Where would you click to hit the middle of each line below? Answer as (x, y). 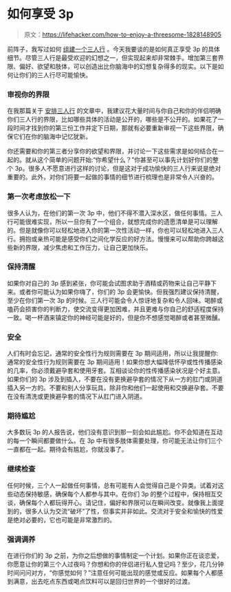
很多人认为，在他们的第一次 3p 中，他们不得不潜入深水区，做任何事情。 (109, 213)
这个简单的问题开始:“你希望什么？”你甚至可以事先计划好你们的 (125, 160)
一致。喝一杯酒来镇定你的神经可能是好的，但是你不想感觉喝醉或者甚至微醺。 (115, 317)
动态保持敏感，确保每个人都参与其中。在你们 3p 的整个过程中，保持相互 (115, 494)
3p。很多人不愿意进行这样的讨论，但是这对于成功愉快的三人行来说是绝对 (118, 169)
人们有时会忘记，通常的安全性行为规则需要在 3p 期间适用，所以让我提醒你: (113, 353)
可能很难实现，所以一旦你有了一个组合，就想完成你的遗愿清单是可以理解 (115, 222)
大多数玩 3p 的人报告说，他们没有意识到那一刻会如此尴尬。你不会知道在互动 (115, 432)
